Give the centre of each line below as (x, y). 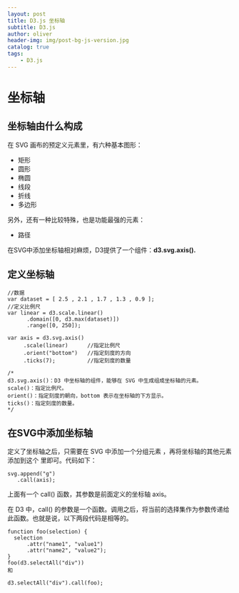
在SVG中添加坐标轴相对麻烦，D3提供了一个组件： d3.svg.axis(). (102, 249)
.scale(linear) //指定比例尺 (72, 345)
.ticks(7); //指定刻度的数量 (77, 361)
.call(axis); (36, 480)
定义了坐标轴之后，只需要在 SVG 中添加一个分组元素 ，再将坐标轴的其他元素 (119, 452)
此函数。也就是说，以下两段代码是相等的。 (70, 518)
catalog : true (29, 47)
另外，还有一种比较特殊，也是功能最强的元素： (76, 220)
